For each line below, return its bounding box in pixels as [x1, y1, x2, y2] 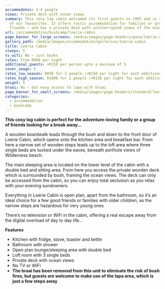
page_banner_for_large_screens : [5, 35, 71, 40]
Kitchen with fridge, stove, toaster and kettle [12, 236, 102, 242]
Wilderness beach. [5, 152, 43, 158]
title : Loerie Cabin [5, 44, 48, 49]
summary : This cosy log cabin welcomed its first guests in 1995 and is [5, 16, 157, 21]
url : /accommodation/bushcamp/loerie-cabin [5, 30, 96, 35]
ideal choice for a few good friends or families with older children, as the [5, 198, 152, 203]
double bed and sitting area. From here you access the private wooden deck [5, 167, 160, 173]
